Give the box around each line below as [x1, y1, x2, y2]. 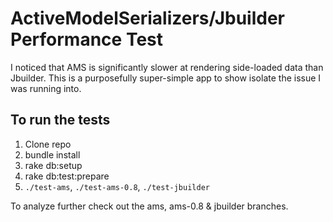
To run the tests [10, 112, 111, 129]
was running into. [10, 82, 82, 94]
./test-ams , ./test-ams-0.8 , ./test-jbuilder [24, 180, 210, 192]
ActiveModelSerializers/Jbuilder [10, 7, 285, 30]
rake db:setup [24, 159, 83, 171]
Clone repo [24, 138, 72, 150]
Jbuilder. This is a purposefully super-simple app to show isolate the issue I [10, 72, 322, 84]
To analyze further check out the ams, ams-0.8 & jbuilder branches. [10, 200, 289, 212]
